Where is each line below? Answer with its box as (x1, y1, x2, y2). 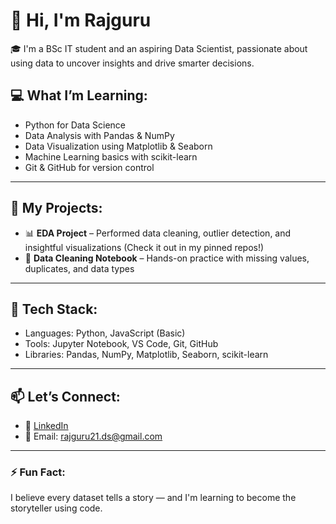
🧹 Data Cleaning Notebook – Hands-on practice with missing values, (24, 252, 310, 264)
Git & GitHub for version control (24, 161, 155, 173)
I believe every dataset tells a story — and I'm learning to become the (10, 492, 297, 504)
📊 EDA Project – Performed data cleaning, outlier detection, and (24, 227, 292, 239)
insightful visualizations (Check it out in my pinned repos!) (24, 241, 265, 253)
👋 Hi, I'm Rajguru (10, 9, 152, 32)
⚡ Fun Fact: (10, 465, 66, 479)
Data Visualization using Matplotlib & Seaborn (24, 140, 213, 152)
